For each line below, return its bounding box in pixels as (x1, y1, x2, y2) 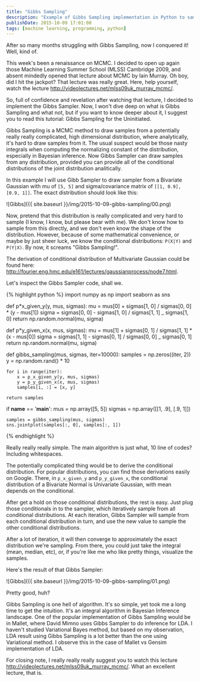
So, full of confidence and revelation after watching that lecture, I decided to (6, 96, 193, 104)
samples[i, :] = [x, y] (17, 385, 76, 391)
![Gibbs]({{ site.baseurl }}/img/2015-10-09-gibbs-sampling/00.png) (6, 201, 171, 208)
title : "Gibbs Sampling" (6, 8, 68, 15)
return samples (6, 395, 44, 401)
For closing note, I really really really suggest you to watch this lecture (6, 656, 178, 664)
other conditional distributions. (6, 524, 82, 531)
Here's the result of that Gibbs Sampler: (6, 566, 104, 574)
